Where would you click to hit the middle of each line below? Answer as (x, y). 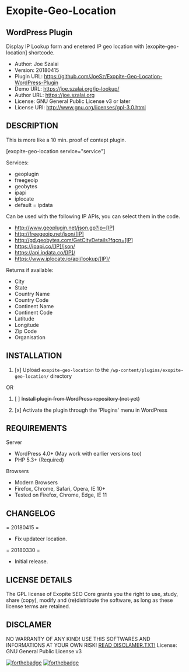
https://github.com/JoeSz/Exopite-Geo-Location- (103, 76)
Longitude (27, 325)
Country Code (32, 300)
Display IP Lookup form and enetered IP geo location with (75, 46)
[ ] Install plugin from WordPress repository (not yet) (77, 398)
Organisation (30, 337)
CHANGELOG (31, 513)
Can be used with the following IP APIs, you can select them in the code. (93, 216)
